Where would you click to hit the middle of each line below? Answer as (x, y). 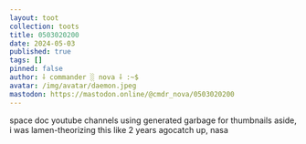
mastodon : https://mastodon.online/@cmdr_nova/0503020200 (122, 94)
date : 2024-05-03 (42, 43)
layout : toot (34, 18)
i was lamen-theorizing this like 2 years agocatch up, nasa (119, 129)
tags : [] (26, 60)
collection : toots (44, 26)
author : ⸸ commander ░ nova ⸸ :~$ (74, 77)
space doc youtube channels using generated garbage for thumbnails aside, (153, 120)
